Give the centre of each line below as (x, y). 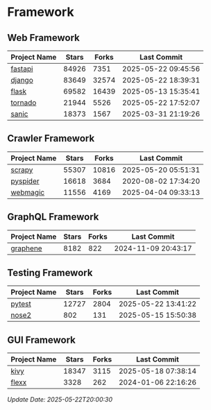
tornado (24, 103)
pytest (21, 304)
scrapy (22, 169)
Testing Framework (50, 273)
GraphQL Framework (53, 217)
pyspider (25, 181)
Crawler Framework (51, 138)
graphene (27, 248)
